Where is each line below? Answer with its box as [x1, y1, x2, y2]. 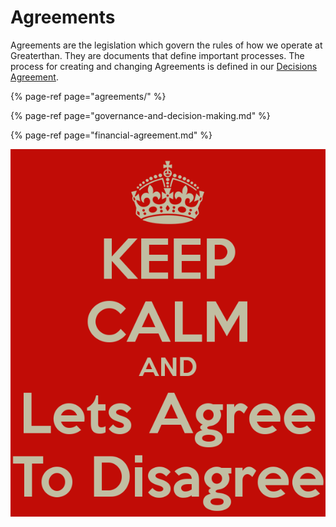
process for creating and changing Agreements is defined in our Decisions [10, 60, 318, 72]
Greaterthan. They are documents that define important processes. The [10, 49, 305, 61]
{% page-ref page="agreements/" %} [10, 90, 167, 102]
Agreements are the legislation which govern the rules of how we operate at [10, 39, 323, 51]
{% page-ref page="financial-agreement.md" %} [10, 129, 213, 141]
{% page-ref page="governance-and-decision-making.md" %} [10, 109, 271, 121]
